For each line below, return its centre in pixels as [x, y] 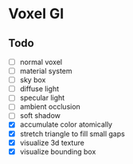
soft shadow [40, 116]
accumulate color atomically [66, 124]
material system [46, 71]
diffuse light [39, 89]
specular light [42, 98]
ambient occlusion [50, 107]
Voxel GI [36, 14]
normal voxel [41, 62]
